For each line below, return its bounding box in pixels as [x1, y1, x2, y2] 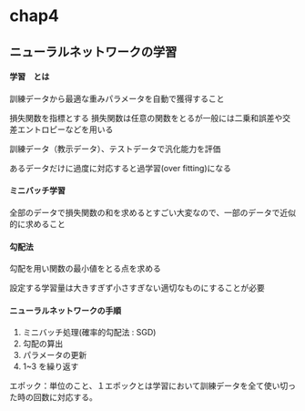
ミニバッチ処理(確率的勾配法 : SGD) [22, 327, 157, 338]
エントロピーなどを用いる [16, 124, 114, 135]
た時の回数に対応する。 [9, 392, 97, 403]
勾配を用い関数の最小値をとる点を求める [9, 263, 161, 274]
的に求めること [9, 218, 66, 229]
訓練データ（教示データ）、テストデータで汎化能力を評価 [9, 143, 221, 154]
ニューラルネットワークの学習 [9, 44, 178, 59]
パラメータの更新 [22, 350, 87, 361]
